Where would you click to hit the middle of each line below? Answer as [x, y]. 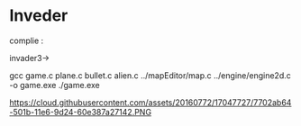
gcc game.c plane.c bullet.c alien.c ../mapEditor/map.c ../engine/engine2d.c [150, 75]
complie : [27, 40]
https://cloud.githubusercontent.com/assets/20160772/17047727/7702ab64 [150, 102]
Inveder [39, 16]
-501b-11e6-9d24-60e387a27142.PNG [80, 112]
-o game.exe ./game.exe [55, 85]
